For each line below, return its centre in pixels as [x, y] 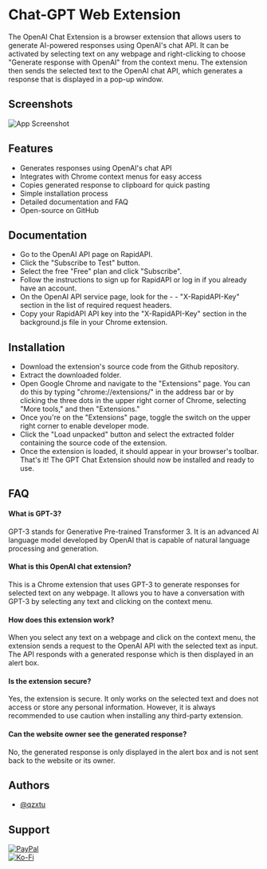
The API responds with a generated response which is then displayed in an [131, 654]
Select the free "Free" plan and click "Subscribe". [100, 271]
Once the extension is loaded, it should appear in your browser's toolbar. [139, 452]
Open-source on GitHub [59, 210]
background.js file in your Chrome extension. [94, 322]
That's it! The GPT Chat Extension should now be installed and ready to [137, 460]
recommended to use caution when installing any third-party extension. [126, 716]
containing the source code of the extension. [93, 443]
